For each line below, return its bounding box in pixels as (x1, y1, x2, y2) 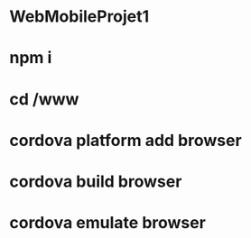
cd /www (9, 88, 79, 109)
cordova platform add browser (9, 130, 242, 151)
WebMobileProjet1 (9, 6, 150, 27)
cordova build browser (9, 171, 182, 191)
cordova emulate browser (9, 213, 206, 233)
